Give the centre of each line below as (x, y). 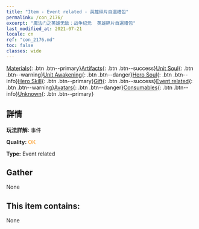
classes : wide (24, 51)
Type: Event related (31, 154)
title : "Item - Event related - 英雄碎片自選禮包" (68, 12)
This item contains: (43, 206)
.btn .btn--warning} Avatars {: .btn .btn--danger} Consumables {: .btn (90, 87)
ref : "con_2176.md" (31, 40)
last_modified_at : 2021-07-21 (44, 29)
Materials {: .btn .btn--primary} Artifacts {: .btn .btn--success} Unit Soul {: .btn (100, 68)
